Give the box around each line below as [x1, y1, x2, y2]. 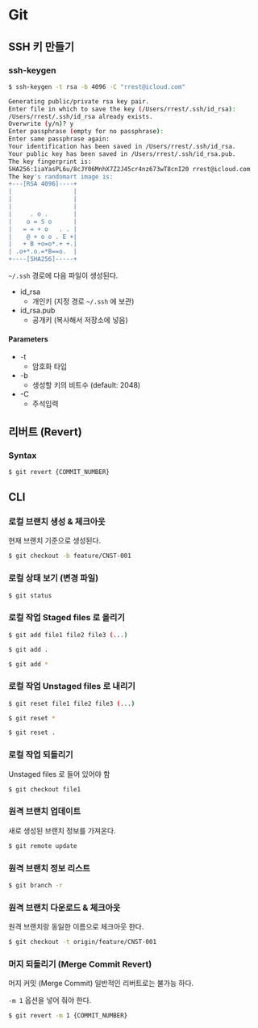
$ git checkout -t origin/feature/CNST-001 [8, 938, 157, 946]
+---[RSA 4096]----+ [8, 180, 78, 188]
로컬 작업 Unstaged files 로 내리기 [8, 681, 135, 692]
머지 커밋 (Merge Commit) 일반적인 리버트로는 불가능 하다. [8, 979, 194, 988]
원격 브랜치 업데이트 [8, 806, 81, 817]
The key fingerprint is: [8, 157, 92, 166]
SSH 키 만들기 [8, 40, 75, 53]
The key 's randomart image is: [8, 172, 114, 181]
